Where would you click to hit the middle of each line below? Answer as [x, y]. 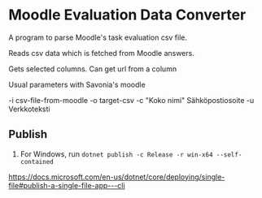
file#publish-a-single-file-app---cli [67, 185]
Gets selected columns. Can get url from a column [93, 69]
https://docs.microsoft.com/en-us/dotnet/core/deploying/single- [117, 177]
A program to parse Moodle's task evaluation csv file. [98, 37]
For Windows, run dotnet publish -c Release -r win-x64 [116, 154]
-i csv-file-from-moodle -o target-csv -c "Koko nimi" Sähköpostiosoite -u [131, 100]
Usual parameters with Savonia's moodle [77, 84]
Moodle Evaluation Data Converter [127, 15]
